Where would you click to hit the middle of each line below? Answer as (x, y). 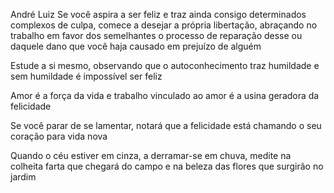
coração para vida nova (59, 136)
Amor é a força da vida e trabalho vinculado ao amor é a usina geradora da (165, 95)
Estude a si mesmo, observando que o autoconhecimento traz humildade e (165, 65)
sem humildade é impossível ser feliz (86, 76)
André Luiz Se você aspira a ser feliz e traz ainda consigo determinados (158, 14)
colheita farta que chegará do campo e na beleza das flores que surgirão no (167, 166)
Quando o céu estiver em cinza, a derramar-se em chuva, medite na (151, 155)
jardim (23, 177)
